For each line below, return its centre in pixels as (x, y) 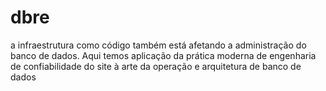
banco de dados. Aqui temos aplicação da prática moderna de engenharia (163, 55)
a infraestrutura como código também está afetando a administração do (158, 45)
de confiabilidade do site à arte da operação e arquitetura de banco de (156, 66)
